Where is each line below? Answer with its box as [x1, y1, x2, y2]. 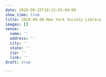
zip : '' [10, 50, 26, 55]
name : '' [10, 31, 29, 36]
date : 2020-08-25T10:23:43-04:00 [5, 7, 76, 13]
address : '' [10, 36, 36, 41]
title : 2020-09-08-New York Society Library [5, 17, 101, 22]
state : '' [10, 45, 31, 50]
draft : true [5, 60, 31, 65]
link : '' [10, 55, 29, 60]
